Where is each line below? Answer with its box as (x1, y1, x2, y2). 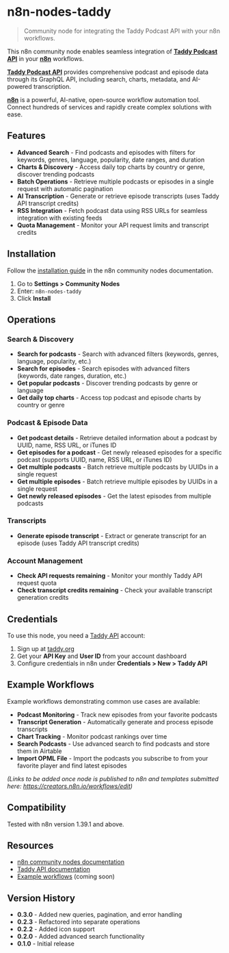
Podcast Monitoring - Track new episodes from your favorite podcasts (16, 710, 217, 719)
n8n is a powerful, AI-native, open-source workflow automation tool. (7, 95, 200, 103)
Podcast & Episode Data (7, 418, 88, 428)
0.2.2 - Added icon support (16, 925, 95, 933)
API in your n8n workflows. (7, 54, 84, 62)
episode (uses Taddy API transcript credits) (16, 539, 140, 547)
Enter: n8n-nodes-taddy (16, 287, 82, 295)
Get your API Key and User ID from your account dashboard (16, 652, 187, 660)
